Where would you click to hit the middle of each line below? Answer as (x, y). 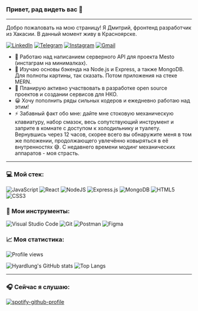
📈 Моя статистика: (35, 239)
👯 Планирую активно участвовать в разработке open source (91, 88)
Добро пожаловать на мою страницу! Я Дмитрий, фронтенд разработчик (99, 28)
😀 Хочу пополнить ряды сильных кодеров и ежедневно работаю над (102, 101)
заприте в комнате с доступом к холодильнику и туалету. (88, 128)
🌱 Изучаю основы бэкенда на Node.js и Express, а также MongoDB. (99, 70)
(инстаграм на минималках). (51, 63)
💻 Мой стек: (25, 174)
